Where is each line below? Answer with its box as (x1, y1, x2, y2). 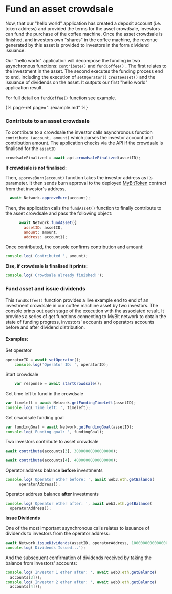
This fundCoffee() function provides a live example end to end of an (5, 296, 149, 303)
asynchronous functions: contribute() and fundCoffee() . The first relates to (5, 63, 167, 69)
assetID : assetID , (24, 225, 63, 230)
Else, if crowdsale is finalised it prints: (5, 263, 88, 269)
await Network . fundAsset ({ (18, 220, 77, 225)
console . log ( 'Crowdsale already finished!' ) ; (5, 273, 104, 278)
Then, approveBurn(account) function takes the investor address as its (5, 175, 153, 181)
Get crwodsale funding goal (5, 415, 64, 421)
